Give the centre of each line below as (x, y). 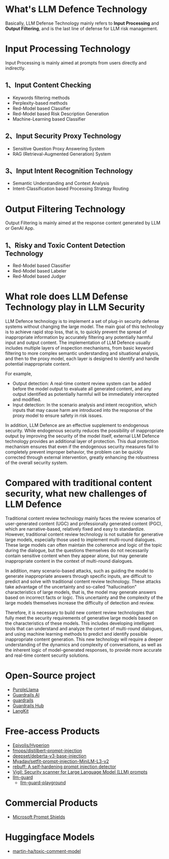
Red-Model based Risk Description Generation (61, 114)
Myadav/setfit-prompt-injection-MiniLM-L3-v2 (61, 761)
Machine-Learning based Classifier (49, 119)
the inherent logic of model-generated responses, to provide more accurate (83, 650)
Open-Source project (50, 676)
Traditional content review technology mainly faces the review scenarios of (83, 518)
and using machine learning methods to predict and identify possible (76, 634)
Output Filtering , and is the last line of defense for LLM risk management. (82, 28)
